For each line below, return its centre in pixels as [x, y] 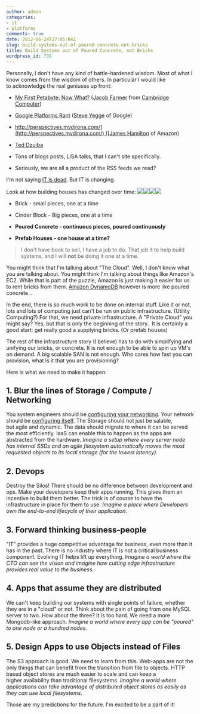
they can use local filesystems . [44, 693]
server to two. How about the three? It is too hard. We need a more [88, 615]
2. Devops [25, 471]
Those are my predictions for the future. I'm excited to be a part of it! [90, 704]
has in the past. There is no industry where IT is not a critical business [92, 550]
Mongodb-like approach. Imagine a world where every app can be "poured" [100, 621]
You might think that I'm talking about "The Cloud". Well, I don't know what [98, 267]
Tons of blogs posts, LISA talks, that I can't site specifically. [88, 156]
